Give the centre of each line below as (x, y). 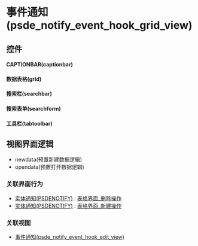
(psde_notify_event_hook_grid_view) (99, 25)
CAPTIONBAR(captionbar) (39, 65)
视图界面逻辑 (30, 144)
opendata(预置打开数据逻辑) (50, 167)
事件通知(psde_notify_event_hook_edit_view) (69, 236)
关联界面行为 (25, 184)
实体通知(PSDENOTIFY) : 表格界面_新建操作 (68, 206)
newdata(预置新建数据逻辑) (48, 160)
